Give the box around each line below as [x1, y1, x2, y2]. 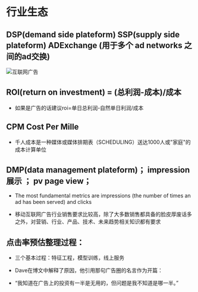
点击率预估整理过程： [6, 237, 84, 247]
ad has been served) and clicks [14, 199, 92, 206]
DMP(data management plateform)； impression [6, 165, 190, 175]
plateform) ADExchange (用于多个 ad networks [6, 40, 183, 51]
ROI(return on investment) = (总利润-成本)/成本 [6, 87, 182, 98]
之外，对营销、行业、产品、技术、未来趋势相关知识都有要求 [14, 218, 161, 225]
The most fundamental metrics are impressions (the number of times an [14, 192, 191, 199]
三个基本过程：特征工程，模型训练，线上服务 [14, 254, 125, 262]
